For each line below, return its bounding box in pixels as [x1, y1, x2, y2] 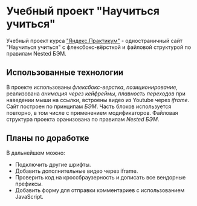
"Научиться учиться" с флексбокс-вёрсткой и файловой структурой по [6, 43, 192, 51]
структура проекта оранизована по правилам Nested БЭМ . [6, 115, 160, 123]
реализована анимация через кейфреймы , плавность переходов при [6, 89, 186, 97]
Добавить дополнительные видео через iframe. [15, 167, 138, 175]
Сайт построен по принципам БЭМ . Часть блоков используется [6, 103, 172, 110]
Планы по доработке [6, 133, 89, 143]
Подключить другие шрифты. [15, 161, 91, 168]
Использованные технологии [6, 68, 124, 78]
